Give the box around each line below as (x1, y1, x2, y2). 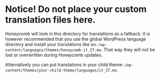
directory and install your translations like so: (5, 41, 97, 47)
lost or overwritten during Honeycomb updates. (5, 51, 103, 58)
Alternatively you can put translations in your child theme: (5, 61, 124, 67)
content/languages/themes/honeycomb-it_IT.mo (5, 47, 101, 52)
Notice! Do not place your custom (5, 3, 147, 15)
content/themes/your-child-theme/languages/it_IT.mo (5, 67, 117, 73)
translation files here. (5, 14, 96, 25)
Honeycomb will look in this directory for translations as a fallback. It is (5, 30, 151, 36)
